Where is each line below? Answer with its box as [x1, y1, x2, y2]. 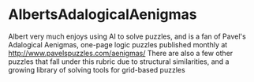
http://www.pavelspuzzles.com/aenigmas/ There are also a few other [8, 48, 233, 58]
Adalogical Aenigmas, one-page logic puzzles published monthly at [8, 39, 228, 49]
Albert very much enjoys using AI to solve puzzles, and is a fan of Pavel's [8, 32, 246, 41]
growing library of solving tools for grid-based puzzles [8, 65, 185, 74]
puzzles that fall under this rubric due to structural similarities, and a [8, 57, 230, 66]
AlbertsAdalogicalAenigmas [8, 6, 197, 24]
